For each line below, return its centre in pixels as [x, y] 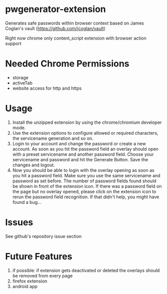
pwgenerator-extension [55, 9]
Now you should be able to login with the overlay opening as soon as [83, 170]
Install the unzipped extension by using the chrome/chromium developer [87, 122]
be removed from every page [42, 275]
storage [20, 77]
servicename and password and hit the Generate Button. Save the [80, 159]
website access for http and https [47, 88]
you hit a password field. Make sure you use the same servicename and [86, 175]
